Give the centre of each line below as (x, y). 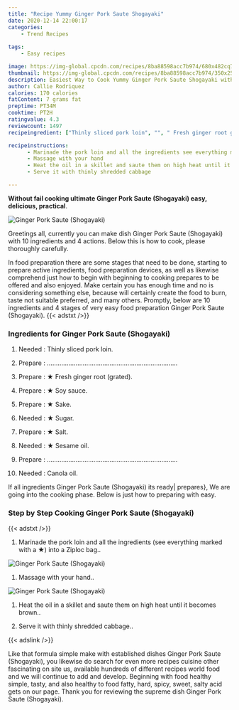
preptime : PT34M (32, 106)
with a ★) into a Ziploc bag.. (60, 550)
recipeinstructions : (39, 145)
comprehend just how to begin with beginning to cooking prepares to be (113, 277)
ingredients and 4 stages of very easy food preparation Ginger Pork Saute (116, 307)
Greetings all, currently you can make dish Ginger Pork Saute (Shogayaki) (116, 233)
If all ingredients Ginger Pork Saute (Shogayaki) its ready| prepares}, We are (119, 487)
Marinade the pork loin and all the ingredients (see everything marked (120, 542)
